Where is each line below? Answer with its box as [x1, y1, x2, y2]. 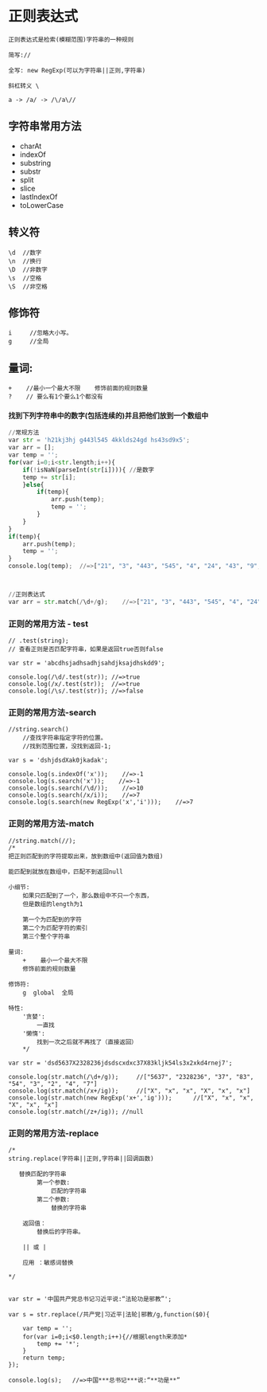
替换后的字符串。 [37, 1228, 85, 1236]
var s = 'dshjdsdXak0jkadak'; [8, 756, 109, 765]
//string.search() [8, 726, 69, 734]
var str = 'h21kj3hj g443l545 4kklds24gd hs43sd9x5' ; [8, 436, 191, 445]
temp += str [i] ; [22, 473, 77, 481]
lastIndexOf [19, 192, 58, 202]
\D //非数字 [8, 265, 48, 273]
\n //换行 [8, 257, 42, 265]
